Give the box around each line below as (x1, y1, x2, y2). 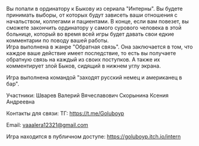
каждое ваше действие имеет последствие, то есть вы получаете (6, 50, 176, 56)
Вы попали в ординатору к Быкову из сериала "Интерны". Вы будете (6, 5, 183, 12)
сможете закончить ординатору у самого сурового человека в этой (6, 24, 182, 31)
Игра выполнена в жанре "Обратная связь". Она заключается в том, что (6, 43, 194, 50)
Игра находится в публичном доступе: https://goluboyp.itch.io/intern (6, 133, 181, 140)
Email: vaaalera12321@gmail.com (6, 121, 88, 128)
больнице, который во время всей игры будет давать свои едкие (6, 31, 174, 38)
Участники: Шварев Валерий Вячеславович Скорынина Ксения (6, 92, 169, 99)
